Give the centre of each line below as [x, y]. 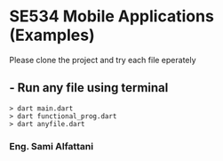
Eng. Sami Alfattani [52, 146]
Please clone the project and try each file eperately [103, 60]
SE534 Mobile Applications [112, 16]
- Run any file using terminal [89, 88]
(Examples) [52, 35]
